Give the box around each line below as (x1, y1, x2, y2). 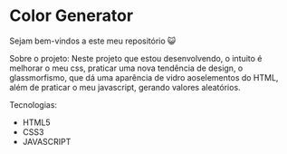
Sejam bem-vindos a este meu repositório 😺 (9, 35, 177, 46)
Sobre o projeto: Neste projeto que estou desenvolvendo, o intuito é (9, 53, 263, 63)
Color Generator (9, 5, 134, 26)
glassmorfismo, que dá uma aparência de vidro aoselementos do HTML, (9, 72, 279, 82)
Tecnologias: (9, 99, 57, 110)
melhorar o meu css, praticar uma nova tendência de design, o (9, 63, 244, 73)
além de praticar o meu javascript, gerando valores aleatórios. (9, 82, 242, 92)
